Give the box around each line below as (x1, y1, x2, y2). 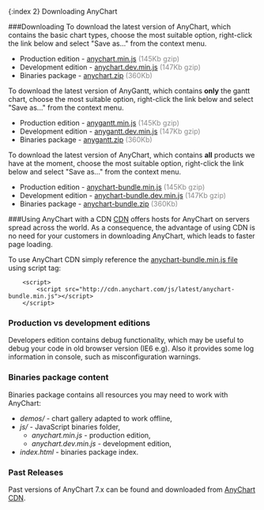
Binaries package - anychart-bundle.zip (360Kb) (19, 199, 179, 208)
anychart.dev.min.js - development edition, (31, 438, 172, 448)
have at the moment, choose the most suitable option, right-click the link (8, 159, 244, 168)
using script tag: (8, 264, 62, 272)
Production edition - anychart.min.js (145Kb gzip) (19, 54, 180, 63)
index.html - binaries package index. (19, 447, 139, 456)
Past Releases (8, 467, 64, 478)
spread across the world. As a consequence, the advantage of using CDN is (8, 223, 255, 232)
